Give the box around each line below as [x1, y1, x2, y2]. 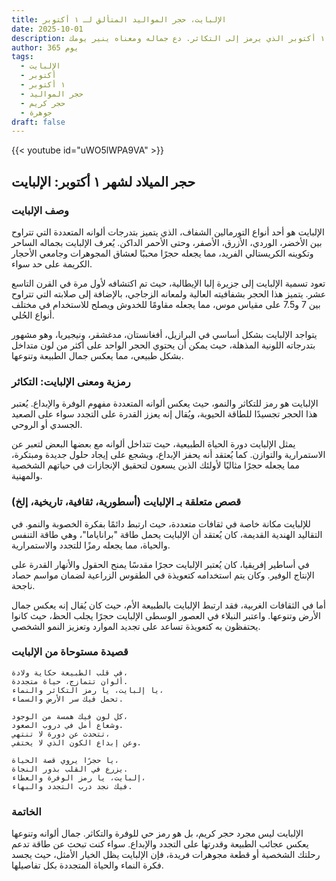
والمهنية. [11, 470, 43, 482]
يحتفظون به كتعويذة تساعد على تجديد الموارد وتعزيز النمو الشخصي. [11, 620, 261, 632]
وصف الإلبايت [11, 203, 69, 217]
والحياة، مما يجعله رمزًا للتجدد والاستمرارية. [11, 539, 171, 551]
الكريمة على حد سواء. [11, 257, 93, 270]
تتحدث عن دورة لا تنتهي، [11, 729, 111, 739]
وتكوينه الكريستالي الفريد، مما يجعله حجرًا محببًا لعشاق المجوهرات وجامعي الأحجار [11, 247, 314, 259]
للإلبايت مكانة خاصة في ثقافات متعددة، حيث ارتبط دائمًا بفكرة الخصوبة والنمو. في [11, 517, 311, 530]
